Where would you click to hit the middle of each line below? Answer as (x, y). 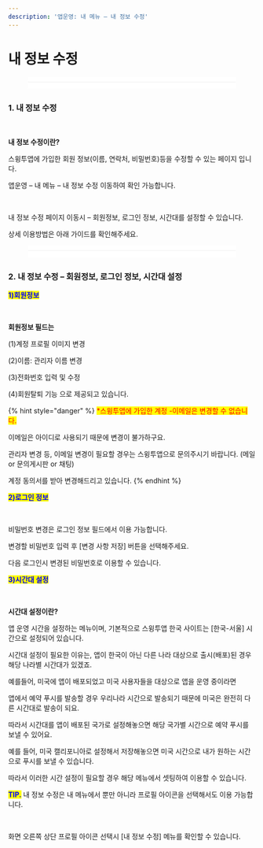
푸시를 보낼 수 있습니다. (58, 761)
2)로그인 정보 (28, 497)
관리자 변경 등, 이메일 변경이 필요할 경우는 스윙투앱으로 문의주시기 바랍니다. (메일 (132, 454)
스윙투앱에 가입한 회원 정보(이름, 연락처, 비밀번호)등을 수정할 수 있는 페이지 (122, 158)
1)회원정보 (24, 294)
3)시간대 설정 (29, 580)
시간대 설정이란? (33, 611)
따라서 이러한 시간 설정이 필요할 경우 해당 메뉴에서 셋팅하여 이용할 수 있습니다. (128, 778)
